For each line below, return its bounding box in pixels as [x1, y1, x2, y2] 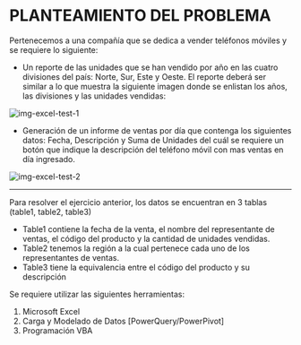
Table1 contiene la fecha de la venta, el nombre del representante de [21, 223, 275, 234]
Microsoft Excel [21, 306, 81, 316]
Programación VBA [21, 324, 93, 336]
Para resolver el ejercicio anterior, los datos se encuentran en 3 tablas [9, 196, 267, 207]
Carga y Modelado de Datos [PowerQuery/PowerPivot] [21, 315, 225, 326]
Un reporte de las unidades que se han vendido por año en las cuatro [21, 62, 279, 73]
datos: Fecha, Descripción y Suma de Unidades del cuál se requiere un [21, 134, 285, 145]
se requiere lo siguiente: [9, 44, 99, 55]
